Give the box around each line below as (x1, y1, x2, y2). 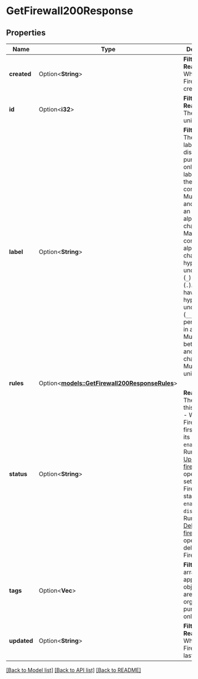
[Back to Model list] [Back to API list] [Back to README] (6, 667, 141, 674)
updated (9, 636, 34, 645)
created (9, 70, 31, 78)
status (9, 470, 28, 478)
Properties (6, 28, 46, 38)
